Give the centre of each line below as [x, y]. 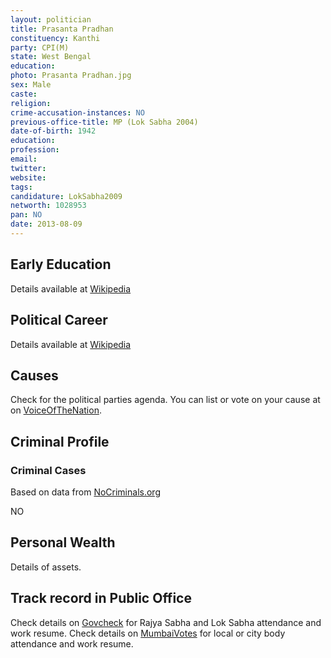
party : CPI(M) [40, 47]
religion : [31, 103]
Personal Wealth [63, 542]
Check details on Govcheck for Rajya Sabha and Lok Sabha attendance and [166, 622]
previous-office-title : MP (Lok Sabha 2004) [104, 122]
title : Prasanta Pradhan [62, 29]
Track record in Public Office [101, 598]
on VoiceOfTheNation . [56, 410]
